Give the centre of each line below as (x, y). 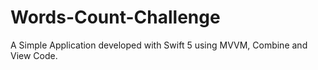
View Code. (34, 55)
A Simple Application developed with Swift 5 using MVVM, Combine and (159, 45)
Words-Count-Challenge (115, 17)
